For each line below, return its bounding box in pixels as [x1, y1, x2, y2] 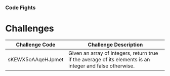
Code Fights [5, 4, 36, 11]
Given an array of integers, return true [68, 50, 158, 57]
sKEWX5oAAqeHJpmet [8, 56, 64, 63]
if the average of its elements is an [68, 56, 150, 63]
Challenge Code [16, 41, 56, 48]
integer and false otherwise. [68, 62, 135, 69]
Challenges [5, 23, 54, 34]
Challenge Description [88, 41, 143, 48]
